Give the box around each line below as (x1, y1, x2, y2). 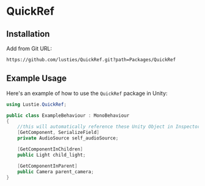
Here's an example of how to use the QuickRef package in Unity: (6, 89, 168, 97)
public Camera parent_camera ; (17, 168, 95, 175)
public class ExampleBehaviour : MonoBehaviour (6, 112, 130, 119)
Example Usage (6, 73, 67, 84)
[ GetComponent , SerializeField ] (17, 130, 99, 136)
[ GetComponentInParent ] (17, 163, 78, 169)
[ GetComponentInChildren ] (17, 146, 84, 152)
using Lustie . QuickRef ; (6, 101, 67, 108)
